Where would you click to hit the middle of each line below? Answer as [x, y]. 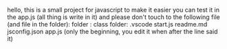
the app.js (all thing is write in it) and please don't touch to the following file [113, 17]
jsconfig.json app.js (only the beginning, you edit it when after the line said [112, 31]
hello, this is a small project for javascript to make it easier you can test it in [113, 10]
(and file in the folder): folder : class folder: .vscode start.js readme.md [107, 24]
